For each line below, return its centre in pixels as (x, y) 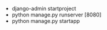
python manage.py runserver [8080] (56, 15)
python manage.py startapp (46, 21)
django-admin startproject (44, 9)
